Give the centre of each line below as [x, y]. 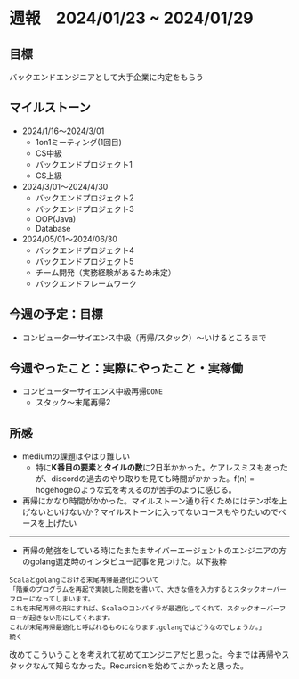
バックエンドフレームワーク [86, 283]
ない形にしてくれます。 [78, 618]
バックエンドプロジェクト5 [85, 261]
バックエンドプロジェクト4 [85, 250]
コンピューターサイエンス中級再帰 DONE [92, 391]
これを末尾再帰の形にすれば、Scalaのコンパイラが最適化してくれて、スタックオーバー [145, 609]
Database [53, 228]
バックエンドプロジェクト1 [84, 164]
